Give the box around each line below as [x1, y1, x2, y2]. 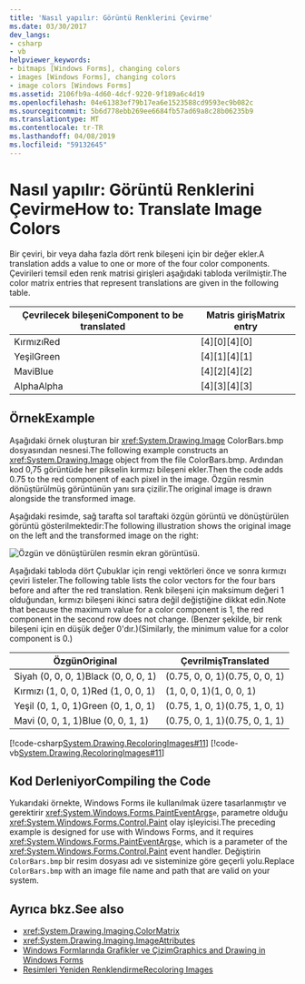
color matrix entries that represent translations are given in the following [9, 277, 280, 288]
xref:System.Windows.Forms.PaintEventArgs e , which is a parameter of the [9, 837, 288, 847]
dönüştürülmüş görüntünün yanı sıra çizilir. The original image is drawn [9, 483, 272, 494]
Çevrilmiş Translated [180, 654, 270, 667]
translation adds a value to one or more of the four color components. [9, 258, 271, 269]
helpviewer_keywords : [9, 56, 92, 65]
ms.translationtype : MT [9, 115, 100, 124]
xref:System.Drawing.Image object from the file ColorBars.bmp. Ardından [9, 454, 284, 465]
